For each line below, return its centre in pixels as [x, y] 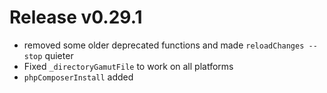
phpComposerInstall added [78, 77]
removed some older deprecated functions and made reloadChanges [164, 45]
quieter [59, 55]
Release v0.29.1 [76, 17]
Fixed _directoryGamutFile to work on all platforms [128, 66]
